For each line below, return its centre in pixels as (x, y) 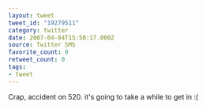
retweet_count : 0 (37, 60)
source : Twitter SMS (42, 45)
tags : (17, 67)
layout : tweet (32, 15)
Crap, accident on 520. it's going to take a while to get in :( (103, 96)
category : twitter (38, 30)
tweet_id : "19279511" (44, 23)
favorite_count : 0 (38, 52)
